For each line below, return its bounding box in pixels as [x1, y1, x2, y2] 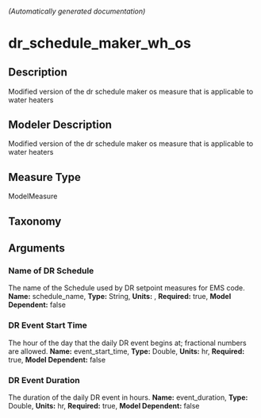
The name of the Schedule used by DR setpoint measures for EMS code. [8, 283, 246, 293]
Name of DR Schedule [8, 265, 94, 276]
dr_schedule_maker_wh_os [8, 34, 192, 52]
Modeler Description [8, 117, 113, 131]
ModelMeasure [8, 191, 58, 201]
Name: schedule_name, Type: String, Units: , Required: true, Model [8, 292, 232, 301]
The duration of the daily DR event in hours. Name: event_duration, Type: [8, 393, 248, 402]
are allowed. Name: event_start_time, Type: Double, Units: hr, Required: [8, 346, 245, 356]
